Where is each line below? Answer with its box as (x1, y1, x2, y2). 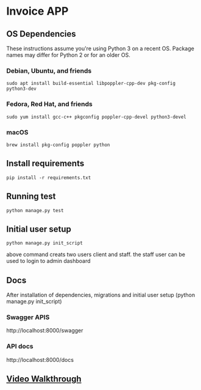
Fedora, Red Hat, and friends (6, 100, 93, 108)
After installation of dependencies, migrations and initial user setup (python (6, 292, 196, 299)
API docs (6, 342, 33, 351)
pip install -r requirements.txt (6, 174, 91, 181)
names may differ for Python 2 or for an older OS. (6, 51, 131, 59)
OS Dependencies (6, 29, 76, 39)
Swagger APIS (6, 313, 50, 322)
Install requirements (6, 158, 85, 169)
